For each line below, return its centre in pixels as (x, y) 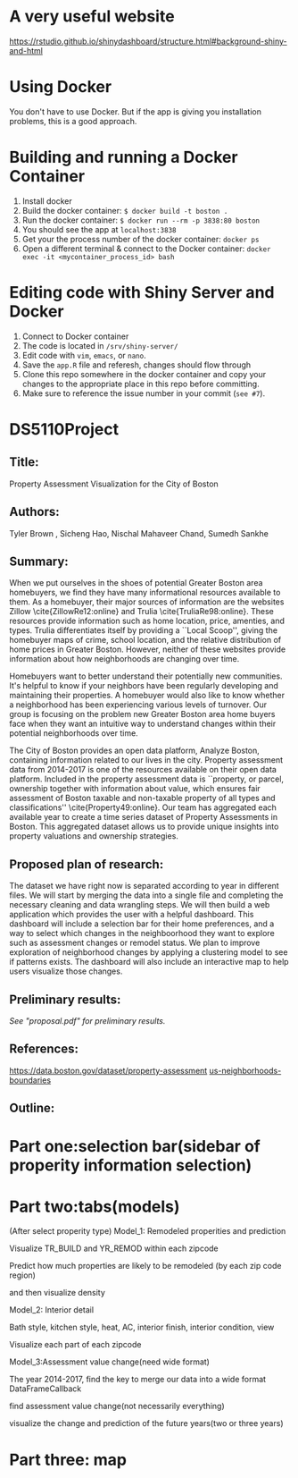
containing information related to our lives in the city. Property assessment (146, 760)
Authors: (34, 512)
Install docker (47, 201)
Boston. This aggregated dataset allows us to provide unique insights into (144, 827)
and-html (26, 50)
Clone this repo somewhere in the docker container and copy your (144, 374)
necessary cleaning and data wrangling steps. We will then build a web (140, 905)
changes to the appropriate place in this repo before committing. (141, 384)
